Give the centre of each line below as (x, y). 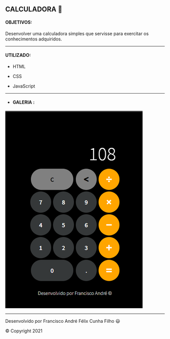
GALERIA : (24, 102)
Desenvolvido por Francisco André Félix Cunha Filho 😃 (63, 321)
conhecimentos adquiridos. (34, 39)
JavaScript (24, 86)
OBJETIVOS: (19, 22)
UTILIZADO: (18, 55)
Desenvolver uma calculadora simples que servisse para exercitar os (77, 33)
